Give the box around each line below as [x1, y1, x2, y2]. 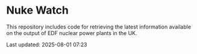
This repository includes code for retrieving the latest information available [6, 23, 192, 30]
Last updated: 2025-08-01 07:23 [6, 41, 87, 48]
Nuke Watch [6, 4, 69, 17]
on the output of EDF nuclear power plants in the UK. [6, 29, 137, 36]
